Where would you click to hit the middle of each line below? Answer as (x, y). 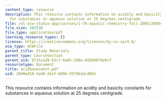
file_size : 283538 (24, 28)
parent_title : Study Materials (37, 51)
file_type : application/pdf (34, 33)
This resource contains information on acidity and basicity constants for (78, 88)
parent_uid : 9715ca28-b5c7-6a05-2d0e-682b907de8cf (58, 60)
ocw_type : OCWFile (24, 46)
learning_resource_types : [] (35, 37)
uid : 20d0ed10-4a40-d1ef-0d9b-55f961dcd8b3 (51, 74)
